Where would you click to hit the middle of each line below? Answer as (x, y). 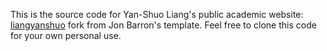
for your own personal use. (66, 35)
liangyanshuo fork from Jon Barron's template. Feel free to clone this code (163, 25)
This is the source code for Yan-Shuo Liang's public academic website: (157, 14)
